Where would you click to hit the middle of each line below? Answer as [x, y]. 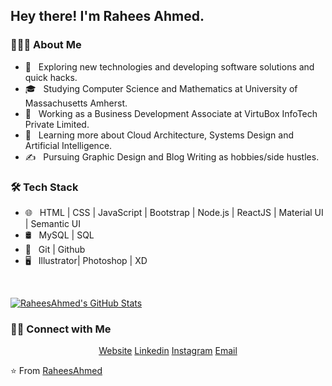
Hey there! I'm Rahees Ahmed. [107, 16]
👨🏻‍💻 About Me [46, 45]
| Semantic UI [53, 223]
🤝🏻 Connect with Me [61, 329]
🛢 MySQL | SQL [59, 235]
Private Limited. [57, 124]
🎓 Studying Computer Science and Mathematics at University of [161, 88]
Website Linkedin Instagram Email [168, 351]
